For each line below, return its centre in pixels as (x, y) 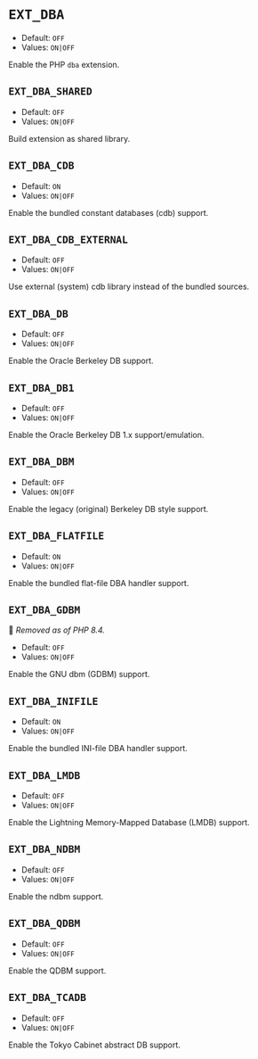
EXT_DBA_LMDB (44, 775)
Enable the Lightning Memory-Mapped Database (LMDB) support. (129, 823)
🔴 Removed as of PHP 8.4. (57, 630)
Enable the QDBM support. (57, 971)
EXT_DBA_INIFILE (53, 701)
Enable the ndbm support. (56, 896)
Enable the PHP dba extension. (64, 64)
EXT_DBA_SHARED (50, 91)
